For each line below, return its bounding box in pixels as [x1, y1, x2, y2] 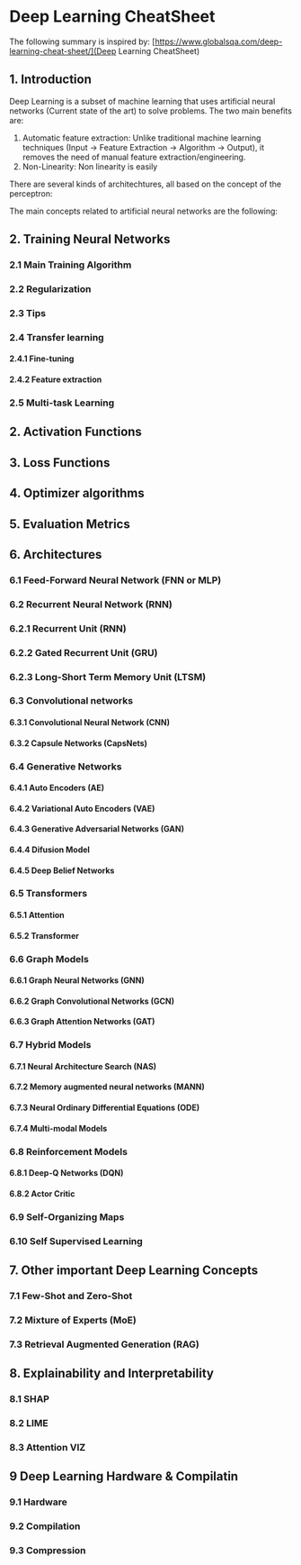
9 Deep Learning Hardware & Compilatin [9, 1469, 239, 1484]
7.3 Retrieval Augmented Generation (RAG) [9, 1338, 199, 1351]
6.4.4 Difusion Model [9, 844, 90, 855]
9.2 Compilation [9, 1520, 81, 1533]
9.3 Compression [9, 1544, 87, 1557]
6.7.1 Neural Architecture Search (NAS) [9, 1060, 157, 1071]
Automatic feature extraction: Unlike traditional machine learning [22, 132, 261, 143]
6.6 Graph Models [9, 952, 90, 965]
